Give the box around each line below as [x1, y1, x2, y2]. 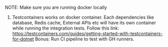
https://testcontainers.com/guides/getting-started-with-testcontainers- [12, 31, 163, 36]
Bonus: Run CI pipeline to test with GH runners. [35, 36, 135, 42]
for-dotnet [12, 36, 34, 42]
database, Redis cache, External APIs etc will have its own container [12, 20, 157, 26]
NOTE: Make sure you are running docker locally [5, 5, 107, 10]
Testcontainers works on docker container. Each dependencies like [12, 14, 154, 20]
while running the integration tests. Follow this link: [12, 25, 119, 31]
